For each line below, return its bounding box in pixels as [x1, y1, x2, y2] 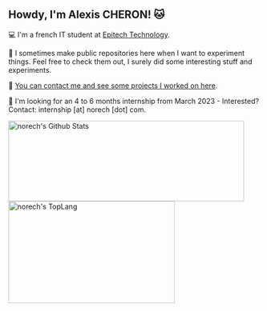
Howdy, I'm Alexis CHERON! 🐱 [8, 8, 165, 22]
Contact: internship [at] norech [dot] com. [8, 105, 147, 114]
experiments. [8, 65, 52, 74]
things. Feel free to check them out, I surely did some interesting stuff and [8, 57, 253, 66]
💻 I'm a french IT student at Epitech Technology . [8, 30, 170, 39]
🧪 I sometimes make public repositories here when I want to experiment [8, 48, 245, 58]
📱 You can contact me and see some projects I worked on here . [8, 81, 218, 90]
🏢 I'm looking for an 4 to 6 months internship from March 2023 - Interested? [8, 96, 259, 106]
